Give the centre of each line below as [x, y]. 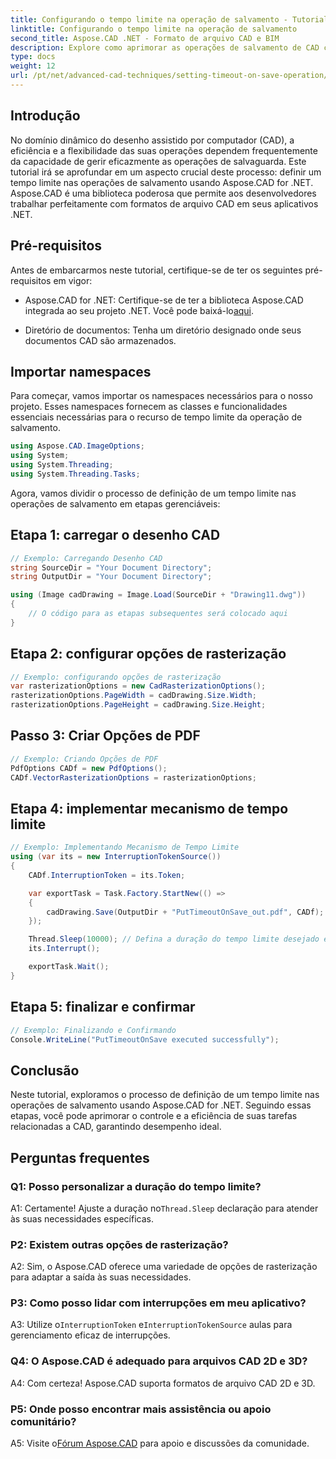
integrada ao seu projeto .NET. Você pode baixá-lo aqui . [139, 310]
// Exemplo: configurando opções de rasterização [116, 677]
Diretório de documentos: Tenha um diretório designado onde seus [163, 330]
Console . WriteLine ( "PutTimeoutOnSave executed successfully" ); [145, 1039]
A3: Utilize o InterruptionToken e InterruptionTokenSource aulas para [151, 1325]
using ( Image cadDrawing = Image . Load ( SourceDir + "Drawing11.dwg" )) [158, 595]
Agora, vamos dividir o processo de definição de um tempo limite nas [153, 493]
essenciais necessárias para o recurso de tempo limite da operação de [156, 417]
